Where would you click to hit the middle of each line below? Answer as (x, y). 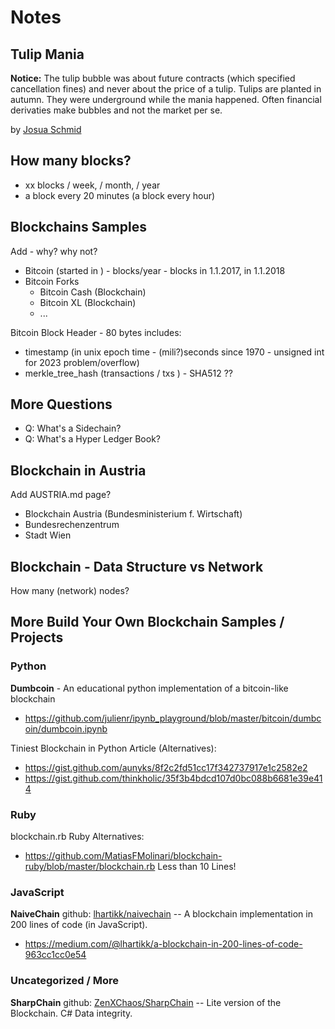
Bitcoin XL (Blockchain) (88, 302)
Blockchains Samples (78, 227)
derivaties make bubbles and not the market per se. (116, 110)
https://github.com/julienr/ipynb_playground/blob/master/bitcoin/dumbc (173, 718)
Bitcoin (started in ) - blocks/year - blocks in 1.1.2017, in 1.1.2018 (155, 270)
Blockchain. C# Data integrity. (71, 1013)
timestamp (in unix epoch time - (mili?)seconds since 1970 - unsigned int (174, 352)
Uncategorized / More (65, 981)
